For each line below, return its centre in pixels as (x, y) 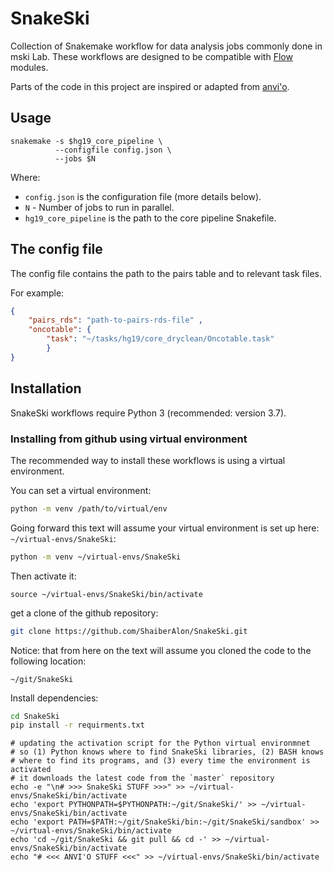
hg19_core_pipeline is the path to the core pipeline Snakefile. (150, 218)
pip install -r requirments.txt (77, 725)
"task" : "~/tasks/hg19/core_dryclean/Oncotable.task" (160, 339)
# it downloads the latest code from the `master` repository (142, 778)
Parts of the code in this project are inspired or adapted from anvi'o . (150, 86)
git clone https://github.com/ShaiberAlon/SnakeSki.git (129, 631)
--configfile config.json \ (113, 150)
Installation (46, 388)
